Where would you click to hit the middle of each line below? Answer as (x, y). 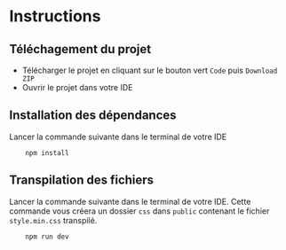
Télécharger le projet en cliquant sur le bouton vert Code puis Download (150, 70)
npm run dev (47, 237)
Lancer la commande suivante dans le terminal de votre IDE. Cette (130, 201)
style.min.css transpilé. (53, 220)
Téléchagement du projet (80, 49)
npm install (47, 152)
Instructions (55, 16)
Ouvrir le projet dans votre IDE (77, 87)
